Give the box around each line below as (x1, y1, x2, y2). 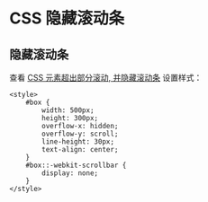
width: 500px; (41, 106, 95, 115)
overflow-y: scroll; (41, 129, 119, 138)
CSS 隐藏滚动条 (9, 8, 125, 29)
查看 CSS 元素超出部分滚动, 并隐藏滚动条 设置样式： (9, 73, 203, 83)
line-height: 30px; (41, 137, 115, 146)
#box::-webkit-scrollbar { (25, 161, 127, 170)
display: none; (41, 169, 99, 178)
